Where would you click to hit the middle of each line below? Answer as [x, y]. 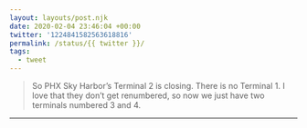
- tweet [32, 60]
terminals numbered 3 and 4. [86, 105]
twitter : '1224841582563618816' [71, 34]
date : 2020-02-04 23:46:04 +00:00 [75, 26]
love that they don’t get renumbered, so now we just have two [148, 95]
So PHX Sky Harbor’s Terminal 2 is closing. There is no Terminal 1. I [158, 86]
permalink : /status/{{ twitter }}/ [77, 43]
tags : [20, 52]
